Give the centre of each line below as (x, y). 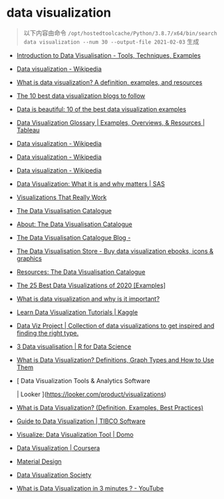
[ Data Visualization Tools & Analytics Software (83, 380)
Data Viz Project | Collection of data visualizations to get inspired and (115, 325)
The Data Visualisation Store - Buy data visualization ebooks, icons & (115, 251)
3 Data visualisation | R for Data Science (74, 346)
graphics (29, 258)
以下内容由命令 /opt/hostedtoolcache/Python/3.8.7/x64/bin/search (120, 33)
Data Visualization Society (54, 475)
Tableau (28, 130)
